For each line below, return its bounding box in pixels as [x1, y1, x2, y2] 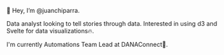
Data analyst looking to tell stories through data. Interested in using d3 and [6, 20, 218, 27]
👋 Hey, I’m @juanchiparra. [6, 7, 80, 14]
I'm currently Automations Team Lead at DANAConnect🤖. [6, 41, 168, 48]
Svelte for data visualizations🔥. [6, 27, 94, 35]
